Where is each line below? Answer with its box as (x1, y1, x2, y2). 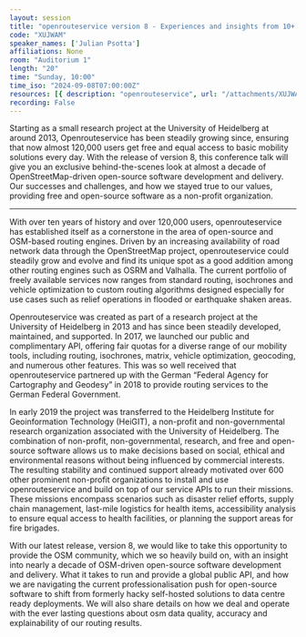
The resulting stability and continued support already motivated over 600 (9, 465, 284, 476)
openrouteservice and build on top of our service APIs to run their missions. (9, 484, 294, 495)
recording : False (9, 97, 76, 107)
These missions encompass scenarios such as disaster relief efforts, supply (9, 493, 294, 505)
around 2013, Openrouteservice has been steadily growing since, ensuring (9, 133, 290, 144)
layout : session (9, 13, 71, 23)
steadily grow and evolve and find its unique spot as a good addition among (9, 256, 294, 267)
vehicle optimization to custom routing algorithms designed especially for (9, 284, 285, 296)
